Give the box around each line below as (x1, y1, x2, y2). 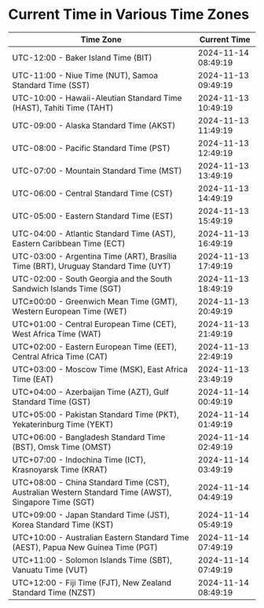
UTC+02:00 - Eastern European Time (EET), (12, 341, 177, 352)
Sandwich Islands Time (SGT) (12, 283, 122, 294)
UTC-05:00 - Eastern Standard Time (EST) (12, 210, 174, 221)
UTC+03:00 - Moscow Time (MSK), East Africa (12, 363, 189, 374)
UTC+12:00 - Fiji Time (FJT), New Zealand (12, 577, 171, 588)
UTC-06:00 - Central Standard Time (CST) (12, 187, 173, 198)
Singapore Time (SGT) (12, 496, 95, 507)
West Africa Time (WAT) (12, 328, 102, 339)
